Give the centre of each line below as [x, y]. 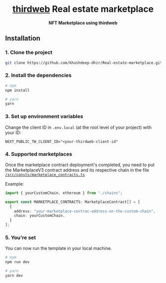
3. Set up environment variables [44, 116]
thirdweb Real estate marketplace [83, 9]
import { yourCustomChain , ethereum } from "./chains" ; [64, 193]
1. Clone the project [29, 52]
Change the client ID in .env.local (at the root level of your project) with [78, 127]
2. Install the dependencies [38, 75]
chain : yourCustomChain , [40, 216]
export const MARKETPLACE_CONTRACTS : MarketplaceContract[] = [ [73, 202]
